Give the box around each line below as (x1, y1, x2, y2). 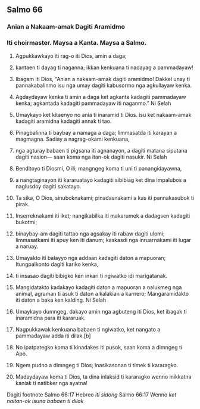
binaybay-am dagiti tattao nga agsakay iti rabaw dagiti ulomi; (15, 230, 165, 237)
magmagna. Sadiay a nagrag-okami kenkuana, (15, 135, 130, 142)
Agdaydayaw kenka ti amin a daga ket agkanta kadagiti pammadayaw (15, 93, 186, 100)
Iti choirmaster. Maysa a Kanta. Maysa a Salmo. (7, 39, 147, 47)
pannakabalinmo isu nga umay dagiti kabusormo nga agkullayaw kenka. (15, 82, 192, 89)
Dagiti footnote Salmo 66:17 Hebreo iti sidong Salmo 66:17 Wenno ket (7, 391, 177, 398)
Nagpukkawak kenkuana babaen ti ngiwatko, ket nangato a (15, 326, 161, 333)
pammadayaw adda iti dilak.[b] (15, 332, 91, 339)
